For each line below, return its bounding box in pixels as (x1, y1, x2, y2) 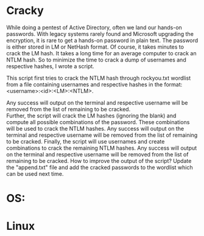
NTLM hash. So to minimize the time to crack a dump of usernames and (6, 56, 187, 63)
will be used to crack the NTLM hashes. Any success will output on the (6, 125, 185, 132)
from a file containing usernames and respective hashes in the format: (6, 80, 183, 88)
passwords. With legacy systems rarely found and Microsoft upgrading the (6, 30, 194, 37)
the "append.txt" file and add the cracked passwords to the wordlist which (6, 164, 193, 171)
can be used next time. (6, 170, 64, 177)
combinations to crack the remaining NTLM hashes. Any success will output (6, 144, 197, 151)
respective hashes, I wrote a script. (6, 62, 94, 70)
